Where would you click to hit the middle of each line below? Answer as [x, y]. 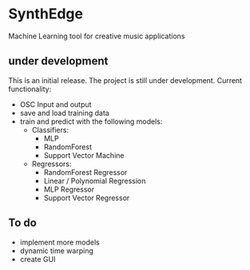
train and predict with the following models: [91, 121]
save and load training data [64, 113]
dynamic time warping [56, 250]
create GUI [38, 259]
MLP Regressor [69, 189]
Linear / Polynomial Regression [95, 181]
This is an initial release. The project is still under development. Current [125, 80]
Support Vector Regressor [87, 197]
